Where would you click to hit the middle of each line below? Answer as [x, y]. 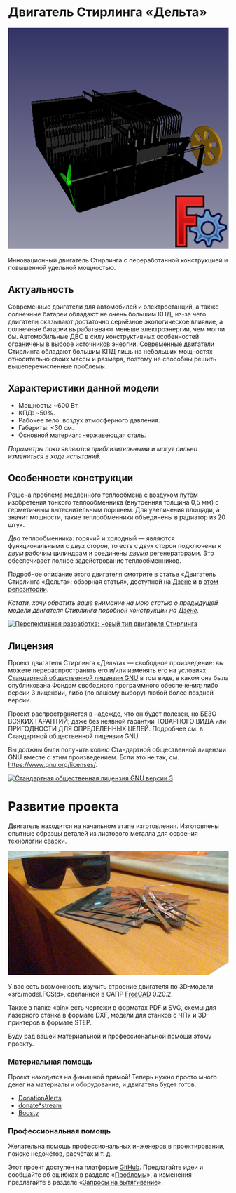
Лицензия [31, 646]
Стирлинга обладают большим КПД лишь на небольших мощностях [110, 351]
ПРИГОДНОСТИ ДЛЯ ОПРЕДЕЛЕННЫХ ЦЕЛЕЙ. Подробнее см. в [106, 729]
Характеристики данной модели [84, 388]
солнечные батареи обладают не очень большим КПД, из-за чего [107, 314]
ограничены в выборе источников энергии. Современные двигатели [111, 344]
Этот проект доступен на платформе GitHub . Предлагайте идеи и [106, 1167]
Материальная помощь [50, 1062]
